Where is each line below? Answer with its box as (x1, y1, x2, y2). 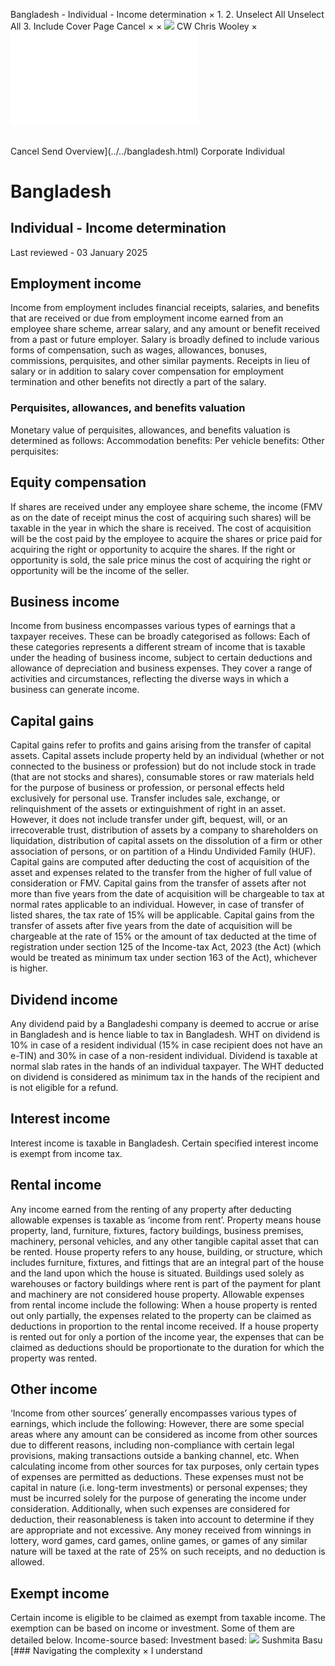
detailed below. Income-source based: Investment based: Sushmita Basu (10, 1634, 323, 1646)
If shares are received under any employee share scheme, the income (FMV (10, 500, 323, 513)
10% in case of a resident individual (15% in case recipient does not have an (10, 1039, 323, 1051)
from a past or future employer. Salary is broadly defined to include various (10, 334, 320, 346)
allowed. (10, 1556, 45, 1568)
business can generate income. (10, 684, 140, 696)
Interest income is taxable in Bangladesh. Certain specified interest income (10, 1137, 319, 1149)
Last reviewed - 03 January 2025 (10, 246, 148, 258)
